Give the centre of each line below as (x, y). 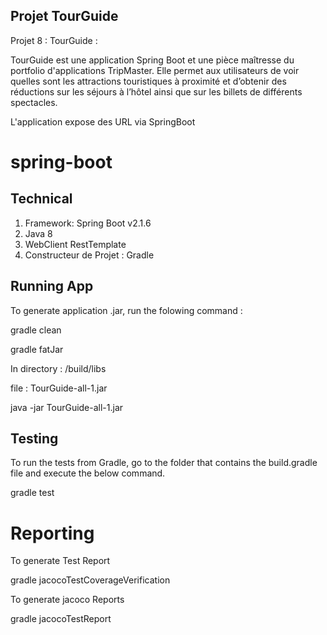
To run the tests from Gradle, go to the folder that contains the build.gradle (164, 463)
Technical (41, 199)
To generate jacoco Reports (67, 600)
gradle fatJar (37, 349)
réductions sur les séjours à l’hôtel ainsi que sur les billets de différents (156, 91)
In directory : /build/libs (58, 368)
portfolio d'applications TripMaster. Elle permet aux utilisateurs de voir (155, 70)
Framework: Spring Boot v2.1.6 (88, 223)
